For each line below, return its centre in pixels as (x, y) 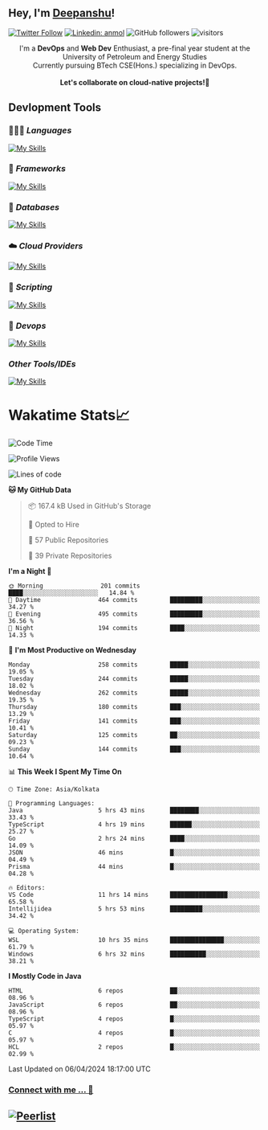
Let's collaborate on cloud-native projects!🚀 (135, 82)
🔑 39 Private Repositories (70, 556)
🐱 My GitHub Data (40, 490)
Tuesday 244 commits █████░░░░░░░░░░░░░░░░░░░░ (134, 679)
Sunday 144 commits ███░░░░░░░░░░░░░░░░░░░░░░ (134, 749)
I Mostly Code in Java (45, 976)
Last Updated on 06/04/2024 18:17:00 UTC (79, 1069)
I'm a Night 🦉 (30, 571)
